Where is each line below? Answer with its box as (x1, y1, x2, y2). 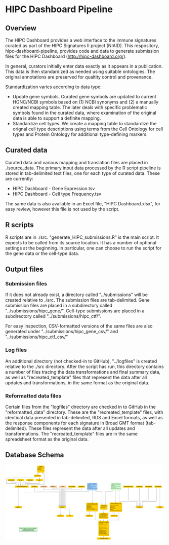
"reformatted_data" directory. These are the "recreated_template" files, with (5, 409, 163, 415)
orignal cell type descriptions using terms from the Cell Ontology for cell (12, 126, 163, 132)
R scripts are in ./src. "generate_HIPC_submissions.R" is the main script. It (5, 234, 159, 240)
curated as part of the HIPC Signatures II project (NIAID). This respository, (5, 43, 159, 49)
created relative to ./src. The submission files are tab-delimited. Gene (5, 297, 150, 303)
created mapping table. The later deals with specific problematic (12, 104, 147, 110)
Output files (5, 265, 44, 274)
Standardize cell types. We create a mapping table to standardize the (12, 121, 157, 126)
